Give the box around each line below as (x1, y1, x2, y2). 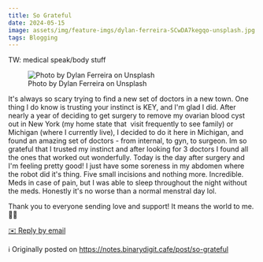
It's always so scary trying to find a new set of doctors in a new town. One (8, 94, 250, 103)
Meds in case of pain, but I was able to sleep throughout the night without (8, 178, 248, 188)
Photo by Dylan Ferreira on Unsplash (28, 79, 147, 88)
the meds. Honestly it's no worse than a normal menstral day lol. (8, 186, 217, 196)
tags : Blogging (8, 33, 58, 42)
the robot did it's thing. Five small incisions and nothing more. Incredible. (8, 170, 244, 179)
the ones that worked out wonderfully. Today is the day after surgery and (8, 153, 246, 163)
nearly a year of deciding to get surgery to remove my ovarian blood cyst (8, 111, 246, 121)
